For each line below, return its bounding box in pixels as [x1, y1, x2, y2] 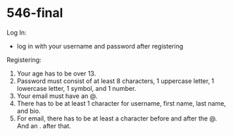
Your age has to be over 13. [16, 69, 96, 78]
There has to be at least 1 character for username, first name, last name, [16, 99, 227, 107]
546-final [6, 5, 63, 21]
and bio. [16, 106, 41, 115]
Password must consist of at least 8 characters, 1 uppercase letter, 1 [16, 76, 215, 85]
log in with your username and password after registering [16, 42, 184, 50]
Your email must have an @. [16, 92, 98, 100]
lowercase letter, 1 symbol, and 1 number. [16, 84, 137, 92]
